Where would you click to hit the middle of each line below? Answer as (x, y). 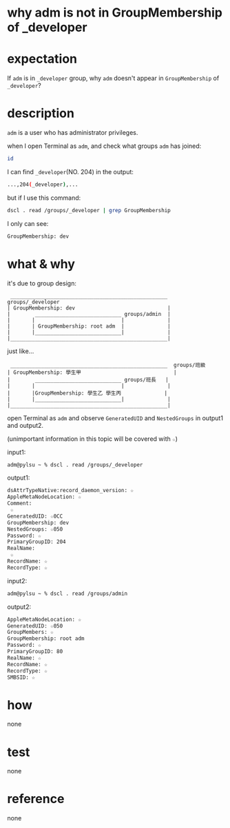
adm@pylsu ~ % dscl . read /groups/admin (67, 593)
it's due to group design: (42, 283)
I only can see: (28, 223)
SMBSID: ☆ (21, 677)
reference (36, 799)
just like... (21, 351)
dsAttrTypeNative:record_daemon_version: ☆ (71, 491)
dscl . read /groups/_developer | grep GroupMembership (89, 210)
